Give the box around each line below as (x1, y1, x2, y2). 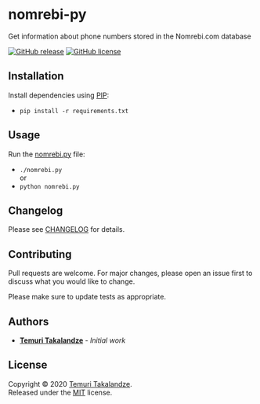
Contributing (8, 248, 72, 261)
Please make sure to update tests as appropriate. (8, 292, 167, 302)
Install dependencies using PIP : (8, 90, 110, 100)
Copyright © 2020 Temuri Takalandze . (8, 379, 133, 388)
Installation (8, 69, 64, 83)
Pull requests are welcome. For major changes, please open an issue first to (8, 269, 253, 278)
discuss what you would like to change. (8, 277, 135, 286)
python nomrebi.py (19, 182, 80, 190)
